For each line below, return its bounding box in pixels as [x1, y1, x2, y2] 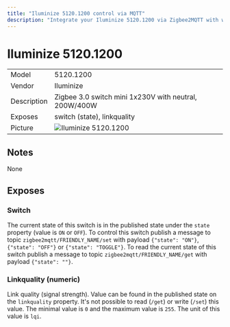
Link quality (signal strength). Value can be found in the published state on [7, 290, 217, 299]
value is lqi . [7, 312, 42, 320]
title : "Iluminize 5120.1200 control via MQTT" [7, 10, 146, 17]
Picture [10, 123, 34, 133]
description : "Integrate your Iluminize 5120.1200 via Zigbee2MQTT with [7, 16, 219, 23]
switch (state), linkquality [54, 112, 136, 122]
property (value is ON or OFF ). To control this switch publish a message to [7, 228, 211, 236]
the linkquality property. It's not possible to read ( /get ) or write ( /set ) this [7, 297, 219, 306]
